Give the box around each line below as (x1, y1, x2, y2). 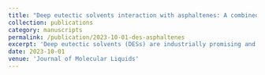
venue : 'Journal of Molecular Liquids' (8, 55, 140, 63)
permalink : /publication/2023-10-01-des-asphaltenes (8, 33, 185, 41)
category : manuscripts (8, 26, 83, 34)
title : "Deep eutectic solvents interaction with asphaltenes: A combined (8, 11, 259, 20)
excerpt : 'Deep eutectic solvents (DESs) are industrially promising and (8, 41, 256, 48)
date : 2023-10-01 (8, 48, 65, 55)
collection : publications (8, 19, 93, 27)
